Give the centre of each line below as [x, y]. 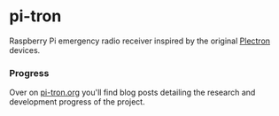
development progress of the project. [77, 102]
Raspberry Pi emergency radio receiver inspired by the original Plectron [140, 41]
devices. [25, 50]
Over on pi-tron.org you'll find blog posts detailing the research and [132, 93]
